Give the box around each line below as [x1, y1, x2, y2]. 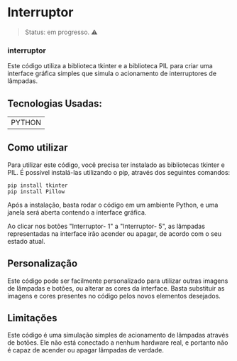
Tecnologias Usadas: [7, 97, 103, 109]
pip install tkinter [7, 182, 69, 189]
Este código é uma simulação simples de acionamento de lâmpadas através [7, 331, 229, 340]
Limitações [7, 312, 57, 324]
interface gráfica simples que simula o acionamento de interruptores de [7, 69, 217, 78]
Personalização [7, 257, 78, 270]
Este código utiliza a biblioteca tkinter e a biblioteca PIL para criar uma [7, 62, 213, 70]
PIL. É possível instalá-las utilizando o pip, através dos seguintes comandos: [7, 168, 231, 176]
